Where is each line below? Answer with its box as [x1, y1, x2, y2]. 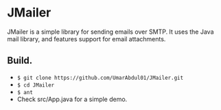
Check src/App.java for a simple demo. [16, 95, 128, 103]
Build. [7, 55, 33, 67]
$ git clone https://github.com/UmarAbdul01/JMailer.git [16, 74, 184, 81]
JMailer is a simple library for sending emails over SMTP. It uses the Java [7, 27, 214, 36]
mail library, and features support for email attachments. [7, 34, 166, 43]
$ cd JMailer [16, 81, 55, 89]
